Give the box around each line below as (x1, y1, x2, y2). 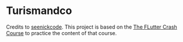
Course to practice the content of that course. (6, 29, 117, 36)
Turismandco (6, 4, 72, 17)
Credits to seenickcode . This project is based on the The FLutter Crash (6, 23, 178, 30)
